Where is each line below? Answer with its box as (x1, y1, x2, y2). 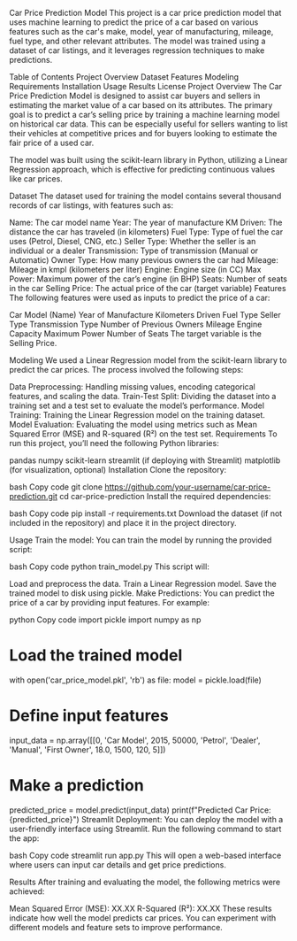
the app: (9, 832, 40, 844)
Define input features (9, 706, 170, 726)
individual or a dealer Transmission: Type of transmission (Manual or (9, 245, 259, 256)
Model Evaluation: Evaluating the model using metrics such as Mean (9, 420, 258, 429)
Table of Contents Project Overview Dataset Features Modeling (9, 72, 240, 82)
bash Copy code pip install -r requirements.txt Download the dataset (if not (9, 508, 283, 519)
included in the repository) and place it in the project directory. (9, 518, 237, 528)
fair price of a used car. (9, 137, 95, 148)
